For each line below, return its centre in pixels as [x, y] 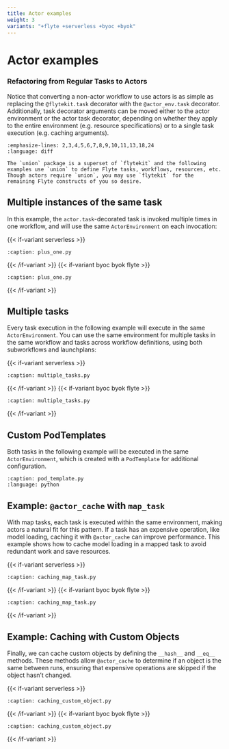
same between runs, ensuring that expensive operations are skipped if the [112, 667]
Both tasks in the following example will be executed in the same [98, 452]
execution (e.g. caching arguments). [58, 133]
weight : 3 [21, 20]
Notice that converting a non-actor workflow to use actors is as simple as [110, 96]
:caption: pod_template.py [45, 479]
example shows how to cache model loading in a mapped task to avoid [107, 544]
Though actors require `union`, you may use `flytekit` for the [100, 175]
